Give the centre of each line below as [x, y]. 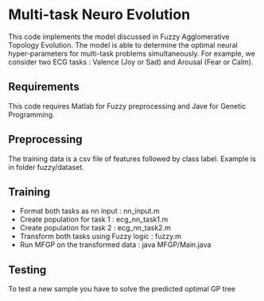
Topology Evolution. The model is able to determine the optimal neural [123, 44]
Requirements [44, 87]
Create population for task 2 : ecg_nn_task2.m [95, 228]
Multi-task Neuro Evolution [99, 15]
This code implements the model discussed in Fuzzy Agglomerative [119, 37]
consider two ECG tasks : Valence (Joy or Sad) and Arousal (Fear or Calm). [131, 62]
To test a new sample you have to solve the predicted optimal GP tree [122, 289]
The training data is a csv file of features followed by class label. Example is [132, 158]
